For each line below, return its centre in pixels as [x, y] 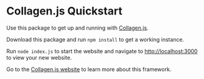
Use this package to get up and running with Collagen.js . [77, 28]
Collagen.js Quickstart [65, 11]
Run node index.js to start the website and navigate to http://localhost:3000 [102, 51]
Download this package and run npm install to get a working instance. [95, 39]
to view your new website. [39, 57]
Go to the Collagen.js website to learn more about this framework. [89, 69]
